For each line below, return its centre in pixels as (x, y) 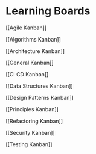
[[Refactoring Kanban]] (34, 121)
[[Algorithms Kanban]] (34, 39)
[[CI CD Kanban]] (27, 74)
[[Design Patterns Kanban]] (40, 97)
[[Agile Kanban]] (26, 28)
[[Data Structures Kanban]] (39, 86)
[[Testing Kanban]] (29, 144)
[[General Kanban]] (30, 63)
